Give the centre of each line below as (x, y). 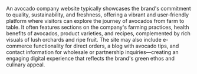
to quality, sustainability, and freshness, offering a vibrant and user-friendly (98, 15)
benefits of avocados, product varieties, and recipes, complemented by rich (98, 33)
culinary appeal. (26, 65)
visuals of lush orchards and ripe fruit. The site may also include (84, 40)
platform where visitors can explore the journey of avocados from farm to (95, 21)
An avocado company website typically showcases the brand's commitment (99, 9)
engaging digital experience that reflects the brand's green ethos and (91, 58)
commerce (19, 46)
